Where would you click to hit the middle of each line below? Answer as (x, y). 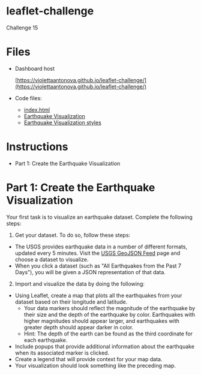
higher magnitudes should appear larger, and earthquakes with (102, 321)
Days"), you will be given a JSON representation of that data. (90, 272)
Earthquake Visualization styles (63, 122)
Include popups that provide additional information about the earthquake (105, 346)
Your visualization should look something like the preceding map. (95, 365)
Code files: (28, 98)
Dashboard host (35, 68)
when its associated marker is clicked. (62, 353)
